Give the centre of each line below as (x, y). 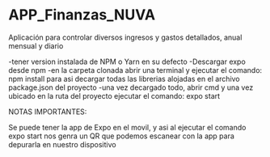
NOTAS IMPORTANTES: (48, 112)
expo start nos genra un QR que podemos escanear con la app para (121, 136)
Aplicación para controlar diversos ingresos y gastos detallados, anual (125, 37)
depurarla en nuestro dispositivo (62, 144)
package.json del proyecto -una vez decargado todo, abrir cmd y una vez (131, 87)
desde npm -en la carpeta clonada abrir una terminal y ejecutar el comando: (135, 70)
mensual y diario (36, 45)
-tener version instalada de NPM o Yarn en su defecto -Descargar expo (127, 62)
